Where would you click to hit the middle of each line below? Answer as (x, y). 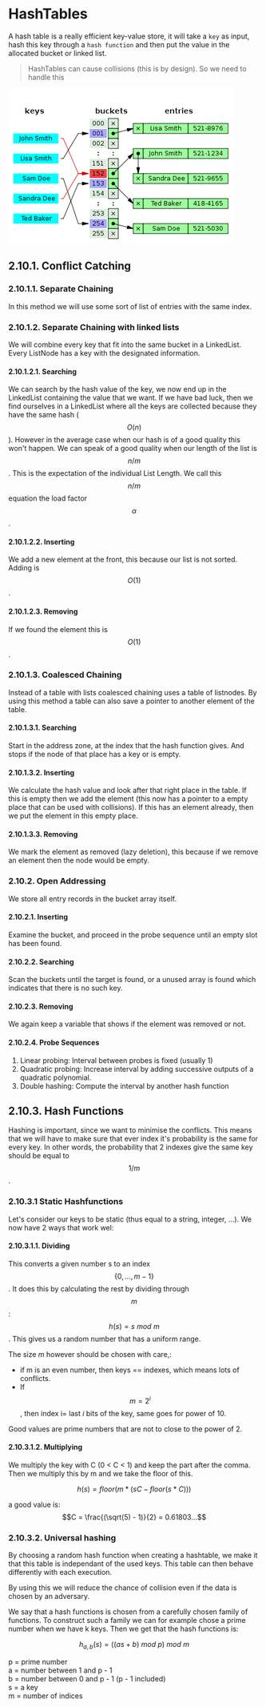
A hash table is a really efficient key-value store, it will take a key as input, (129, 36)
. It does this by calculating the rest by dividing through (99, 1288)
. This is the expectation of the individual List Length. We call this (115, 473)
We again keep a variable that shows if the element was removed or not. (127, 1024)
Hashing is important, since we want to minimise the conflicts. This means (130, 1130)
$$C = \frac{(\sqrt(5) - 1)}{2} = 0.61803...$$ (134, 1517)
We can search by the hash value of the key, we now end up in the (117, 389)
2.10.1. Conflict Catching (70, 266)
